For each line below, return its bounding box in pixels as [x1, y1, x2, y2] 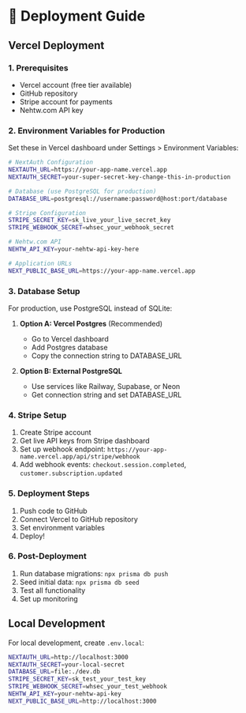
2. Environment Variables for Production [8, 125, 166, 136]
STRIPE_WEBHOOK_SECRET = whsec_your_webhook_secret [8, 224, 175, 232]
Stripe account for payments [19, 96, 113, 106]
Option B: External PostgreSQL [19, 366, 122, 375]
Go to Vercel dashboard [31, 334, 109, 343]
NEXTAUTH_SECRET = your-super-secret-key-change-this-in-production [8, 173, 231, 181]
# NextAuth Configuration [8, 158, 93, 167]
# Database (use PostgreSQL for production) [8, 187, 157, 195]
